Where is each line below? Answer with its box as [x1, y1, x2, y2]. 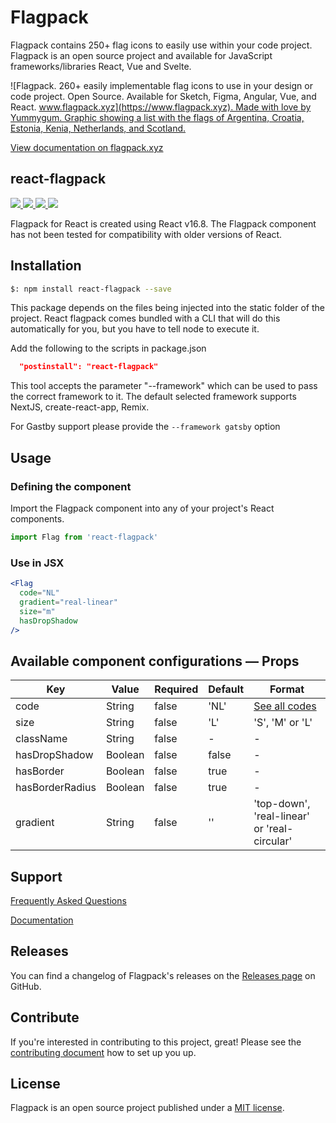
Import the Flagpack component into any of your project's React [10, 502, 275, 514]
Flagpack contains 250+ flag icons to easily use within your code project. [10, 39, 313, 51]
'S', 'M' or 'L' [253, 716, 313, 730]
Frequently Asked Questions [10, 895, 127, 907]
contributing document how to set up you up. [10, 1046, 197, 1058]
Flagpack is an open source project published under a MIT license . [10, 1102, 285, 1114]
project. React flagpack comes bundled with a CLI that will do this [10, 312, 281, 325]
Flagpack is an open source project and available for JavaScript [10, 49, 273, 61]
